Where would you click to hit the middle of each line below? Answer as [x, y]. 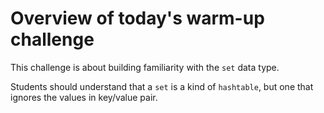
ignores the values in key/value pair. [84, 97]
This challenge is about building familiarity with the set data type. [145, 67]
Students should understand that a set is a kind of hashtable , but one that [162, 86]
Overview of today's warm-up [137, 18]
